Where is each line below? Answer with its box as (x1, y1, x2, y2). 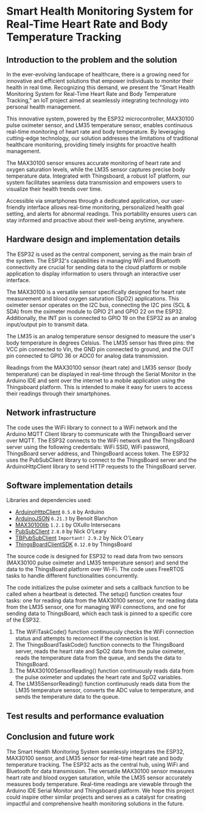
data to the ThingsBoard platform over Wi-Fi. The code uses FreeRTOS (6, 566, 185, 573)
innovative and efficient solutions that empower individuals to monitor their (6, 78, 194, 84)
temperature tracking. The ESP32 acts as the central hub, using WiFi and (6, 760, 189, 768)
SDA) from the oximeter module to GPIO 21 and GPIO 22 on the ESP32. (6, 307, 184, 315)
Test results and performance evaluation (6, 710, 164, 721)
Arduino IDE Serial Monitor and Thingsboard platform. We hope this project (6, 787, 194, 794)
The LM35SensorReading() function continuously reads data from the (15, 680, 190, 688)
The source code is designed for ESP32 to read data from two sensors (6, 553, 184, 560)
